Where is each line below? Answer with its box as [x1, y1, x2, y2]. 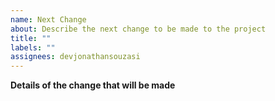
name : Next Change [10, 14, 87, 25]
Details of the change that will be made [10, 79, 176, 91]
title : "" [10, 33, 52, 43]
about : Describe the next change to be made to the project [10, 24, 267, 34]
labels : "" [10, 42, 56, 53]
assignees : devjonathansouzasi [10, 52, 141, 62]
